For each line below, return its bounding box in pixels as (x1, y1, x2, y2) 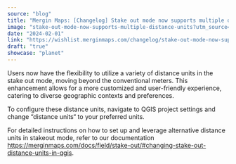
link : (7, 37, 23, 44)
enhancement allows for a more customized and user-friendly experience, (7, 84, 222, 92)
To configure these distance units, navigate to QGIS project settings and (7, 105, 216, 113)
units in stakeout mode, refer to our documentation (7, 133, 155, 141)
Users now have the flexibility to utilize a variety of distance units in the (7, 68, 214, 77)
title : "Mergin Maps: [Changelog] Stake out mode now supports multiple (7, 17, 225, 24)
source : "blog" (7, 10, 52, 18)
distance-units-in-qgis (7, 149, 72, 157)
